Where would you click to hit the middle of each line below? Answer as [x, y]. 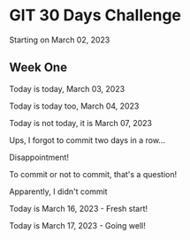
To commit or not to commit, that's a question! [93, 174]
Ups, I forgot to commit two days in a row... [87, 140]
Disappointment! [39, 157]
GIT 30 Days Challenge [95, 15]
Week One [38, 67]
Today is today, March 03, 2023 [67, 88]
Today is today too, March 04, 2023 [74, 106]
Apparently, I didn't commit [58, 191]
